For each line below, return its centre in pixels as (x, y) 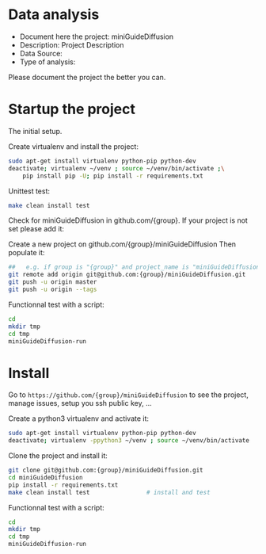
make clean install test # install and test (110, 492)
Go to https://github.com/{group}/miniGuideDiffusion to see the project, (129, 395)
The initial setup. (35, 131)
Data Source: (41, 53)
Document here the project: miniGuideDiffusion (97, 36)
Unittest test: (29, 191)
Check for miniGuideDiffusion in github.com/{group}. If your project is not (128, 220)
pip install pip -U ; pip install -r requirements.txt (113, 176)
